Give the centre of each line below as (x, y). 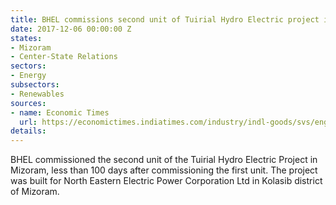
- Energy (28, 76)
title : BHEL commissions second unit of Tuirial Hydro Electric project (165, 19)
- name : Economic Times (60, 112)
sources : (28, 103)
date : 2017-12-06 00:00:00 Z (71, 29)
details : (28, 131)
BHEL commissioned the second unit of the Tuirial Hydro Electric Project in (164, 160)
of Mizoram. (35, 192)
